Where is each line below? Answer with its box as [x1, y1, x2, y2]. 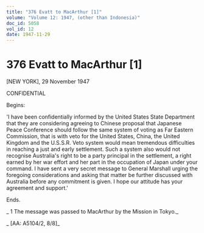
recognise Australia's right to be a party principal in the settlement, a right [6, 152, 192, 159]
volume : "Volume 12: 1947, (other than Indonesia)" [6, 15, 140, 21]
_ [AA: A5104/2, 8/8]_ [6, 220, 60, 227]
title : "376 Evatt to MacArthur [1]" [6, 9, 102, 15]
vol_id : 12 [6, 26, 34, 32]
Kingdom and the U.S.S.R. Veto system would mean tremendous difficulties [6, 139, 195, 147]
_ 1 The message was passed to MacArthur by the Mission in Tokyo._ [6, 208, 178, 215]
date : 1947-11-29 [6, 32, 51, 38]
